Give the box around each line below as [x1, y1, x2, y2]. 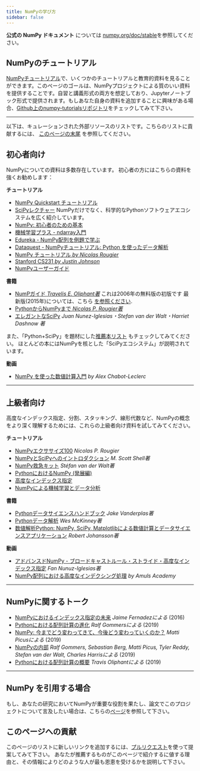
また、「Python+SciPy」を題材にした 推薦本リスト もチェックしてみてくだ [6, 333, 186, 340]
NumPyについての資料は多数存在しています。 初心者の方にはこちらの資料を [6, 166, 192, 173]
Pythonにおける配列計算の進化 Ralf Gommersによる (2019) [14, 621, 159, 628]
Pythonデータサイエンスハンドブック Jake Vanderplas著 [14, 510, 154, 517]
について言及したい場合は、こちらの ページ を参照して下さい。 [21, 707, 173, 714]
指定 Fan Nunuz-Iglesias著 [35, 564, 101, 572]
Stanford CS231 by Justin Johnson [14, 258, 100, 265]
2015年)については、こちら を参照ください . [27, 298, 133, 305]
